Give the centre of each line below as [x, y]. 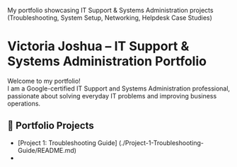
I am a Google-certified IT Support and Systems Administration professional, [119, 88]
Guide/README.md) [47, 150]
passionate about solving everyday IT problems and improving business [112, 96]
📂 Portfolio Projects [51, 126]
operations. [24, 103]
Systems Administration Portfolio [107, 61]
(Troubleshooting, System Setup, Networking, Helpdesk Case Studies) [110, 18]
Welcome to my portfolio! [44, 81]
